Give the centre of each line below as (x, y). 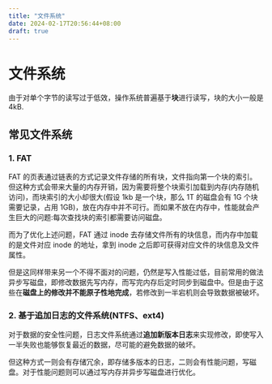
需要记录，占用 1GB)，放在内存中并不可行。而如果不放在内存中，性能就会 (131, 207)
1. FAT (20, 157)
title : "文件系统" (37, 16)
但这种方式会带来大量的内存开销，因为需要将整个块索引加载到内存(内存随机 (134, 187)
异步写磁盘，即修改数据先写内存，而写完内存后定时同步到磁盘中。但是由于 (132, 282)
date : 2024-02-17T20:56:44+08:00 (65, 24)
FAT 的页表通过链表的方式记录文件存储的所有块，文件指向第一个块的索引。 (133, 177)
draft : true (28, 31)
